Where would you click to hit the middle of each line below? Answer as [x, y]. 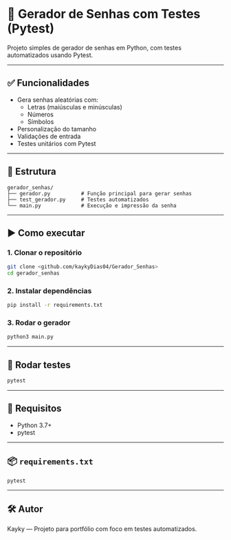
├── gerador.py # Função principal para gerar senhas [100, 193]
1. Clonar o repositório [45, 252]
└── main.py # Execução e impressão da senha [92, 206]
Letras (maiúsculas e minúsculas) [75, 107]
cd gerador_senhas [33, 273]
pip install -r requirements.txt [55, 305]
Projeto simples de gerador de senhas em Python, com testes [95, 47]
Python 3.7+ [34, 425]
